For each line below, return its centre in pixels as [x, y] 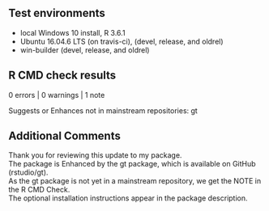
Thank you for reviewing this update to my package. [95, 155]
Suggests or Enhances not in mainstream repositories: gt [103, 110]
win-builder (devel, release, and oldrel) [85, 50]
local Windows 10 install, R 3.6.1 [73, 32]
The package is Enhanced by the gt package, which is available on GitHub [132, 164]
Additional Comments [65, 136]
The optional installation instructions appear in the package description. [128, 198]
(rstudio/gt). [28, 172]
